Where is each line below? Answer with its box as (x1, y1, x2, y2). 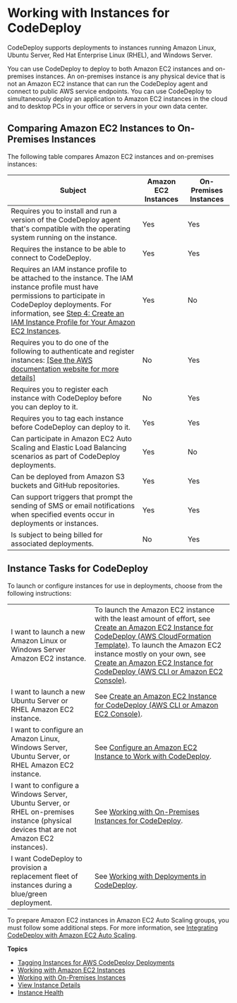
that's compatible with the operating (11, 224, 130, 234)
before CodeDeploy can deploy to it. (11, 422, 130, 432)
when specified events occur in (11, 510, 115, 519)
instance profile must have (11, 282, 99, 292)
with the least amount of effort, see (94, 613, 211, 623)
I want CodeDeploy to (11, 853, 83, 863)
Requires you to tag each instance (11, 413, 124, 423)
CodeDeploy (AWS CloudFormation (94, 631, 212, 641)
